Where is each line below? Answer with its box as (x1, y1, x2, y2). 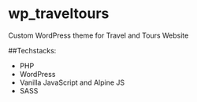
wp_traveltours (8, 5, 110, 23)
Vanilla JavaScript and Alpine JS (19, 78, 125, 87)
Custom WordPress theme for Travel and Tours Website (8, 31, 189, 40)
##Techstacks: (8, 46, 57, 55)
